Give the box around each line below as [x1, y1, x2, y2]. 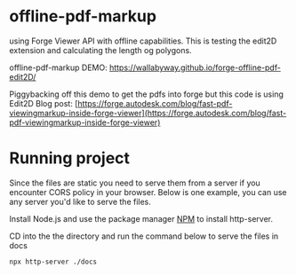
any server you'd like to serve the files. [9, 196, 151, 207]
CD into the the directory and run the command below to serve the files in [9, 231, 279, 241]
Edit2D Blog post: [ [9, 98, 78, 108]
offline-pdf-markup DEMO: [9, 62, 108, 73]
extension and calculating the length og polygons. [9, 44, 193, 55]
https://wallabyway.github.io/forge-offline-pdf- [109, 62, 282, 73]
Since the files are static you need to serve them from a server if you [9, 177, 260, 188]
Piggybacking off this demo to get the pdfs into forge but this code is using [9, 89, 284, 99]
